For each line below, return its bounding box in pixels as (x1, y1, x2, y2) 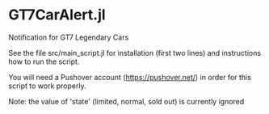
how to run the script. (8, 57, 80, 66)
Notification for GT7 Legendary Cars (8, 32, 129, 42)
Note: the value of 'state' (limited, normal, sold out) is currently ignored (8, 96, 245, 106)
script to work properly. (8, 81, 86, 91)
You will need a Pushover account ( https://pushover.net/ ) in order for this (8, 72, 252, 82)
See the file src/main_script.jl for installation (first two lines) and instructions (8, 48, 261, 57)
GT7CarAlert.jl (8, 6, 107, 24)
